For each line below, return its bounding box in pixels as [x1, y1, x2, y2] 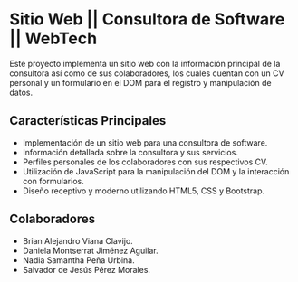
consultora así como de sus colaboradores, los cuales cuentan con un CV [9, 68, 284, 79]
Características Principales [9, 113, 167, 128]
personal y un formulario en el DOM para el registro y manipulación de [9, 77, 272, 88]
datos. [9, 87, 34, 98]
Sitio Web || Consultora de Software [9, 9, 285, 30]
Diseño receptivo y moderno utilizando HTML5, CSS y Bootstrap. [22, 185, 265, 196]
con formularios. [22, 175, 84, 186]
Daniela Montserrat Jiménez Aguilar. [22, 245, 159, 256]
